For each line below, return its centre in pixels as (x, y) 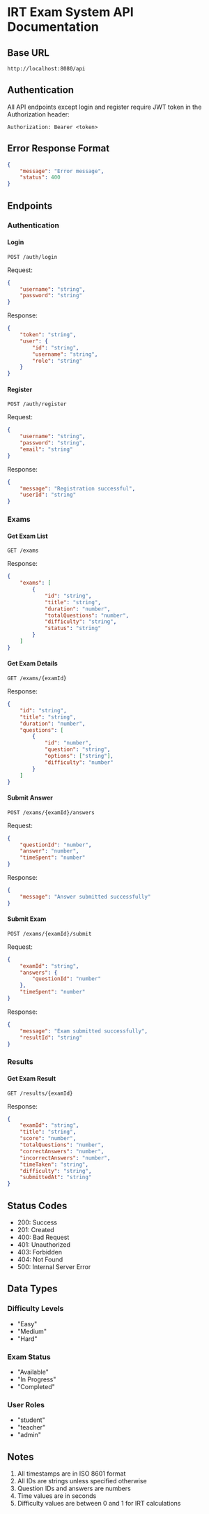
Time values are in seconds (57, 1496)
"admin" (29, 1435)
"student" (31, 1420)
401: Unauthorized (44, 1245)
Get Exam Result (32, 1078)
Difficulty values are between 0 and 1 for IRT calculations (99, 1504)
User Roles (26, 1404)
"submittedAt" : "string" (56, 1177)
